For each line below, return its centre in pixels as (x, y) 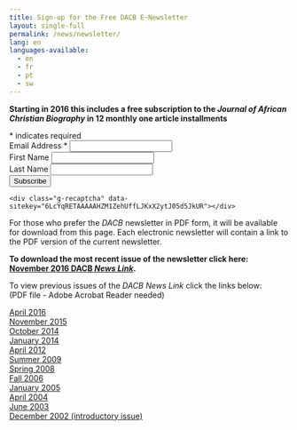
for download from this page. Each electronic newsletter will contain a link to (149, 232)
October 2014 (34, 330)
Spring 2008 (32, 369)
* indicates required (45, 135)
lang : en (25, 42)
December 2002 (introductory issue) (76, 416)
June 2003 (29, 406)
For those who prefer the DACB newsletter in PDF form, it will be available (144, 222)
